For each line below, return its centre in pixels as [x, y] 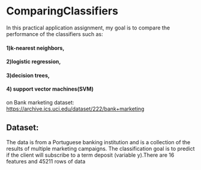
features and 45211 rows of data [46, 161]
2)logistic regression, [34, 62]
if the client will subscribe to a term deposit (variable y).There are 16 [90, 155]
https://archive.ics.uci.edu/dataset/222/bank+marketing [75, 109]
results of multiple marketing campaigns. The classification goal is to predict [100, 148]
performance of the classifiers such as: [55, 34]
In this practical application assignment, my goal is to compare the [88, 28]
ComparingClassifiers [62, 11]
